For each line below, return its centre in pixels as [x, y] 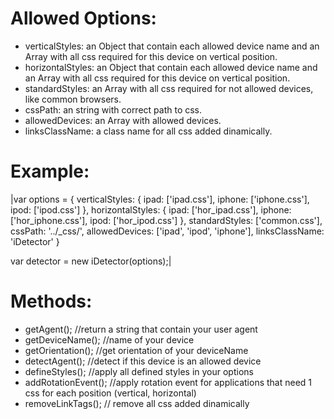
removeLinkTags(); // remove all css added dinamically [137, 403]
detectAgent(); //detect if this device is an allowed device [143, 361]
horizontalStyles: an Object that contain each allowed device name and [171, 67]
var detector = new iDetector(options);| [91, 261]
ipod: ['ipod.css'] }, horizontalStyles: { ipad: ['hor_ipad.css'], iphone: [151, 209]
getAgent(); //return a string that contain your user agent [141, 329]
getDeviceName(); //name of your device [109, 339]
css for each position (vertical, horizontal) [110, 393]
